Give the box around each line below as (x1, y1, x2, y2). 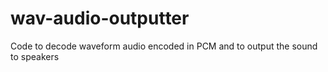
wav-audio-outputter (10, 7, 190, 30)
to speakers (10, 50, 60, 62)
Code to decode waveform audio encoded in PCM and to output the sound (10, 40, 318, 52)
